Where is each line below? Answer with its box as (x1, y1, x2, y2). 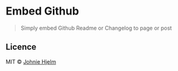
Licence (5, 42, 37, 52)
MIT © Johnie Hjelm (5, 58, 56, 65)
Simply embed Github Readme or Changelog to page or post (20, 24, 173, 32)
